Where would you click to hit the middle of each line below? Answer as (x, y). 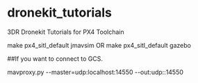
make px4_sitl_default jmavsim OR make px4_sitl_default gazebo (99, 45)
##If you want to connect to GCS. (55, 58)
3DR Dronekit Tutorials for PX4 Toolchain (66, 32)
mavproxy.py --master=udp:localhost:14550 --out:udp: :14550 (96, 72)
